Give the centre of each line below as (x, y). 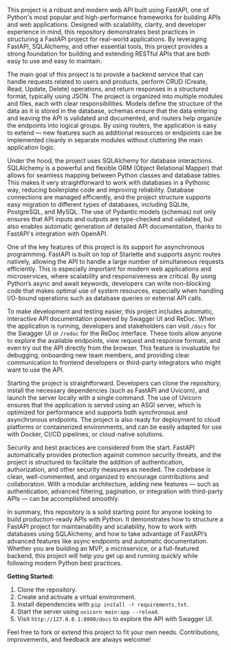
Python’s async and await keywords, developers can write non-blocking (109, 283)
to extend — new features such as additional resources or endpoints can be (114, 133)
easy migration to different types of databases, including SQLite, (99, 204)
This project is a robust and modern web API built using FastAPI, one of (108, 10)
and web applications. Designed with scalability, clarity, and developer (107, 24)
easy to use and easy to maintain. (55, 61)
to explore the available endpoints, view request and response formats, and (114, 340)
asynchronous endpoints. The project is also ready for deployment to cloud (114, 419)
